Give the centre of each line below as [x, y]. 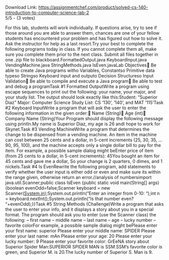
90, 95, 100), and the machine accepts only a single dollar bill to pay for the [83, 145]
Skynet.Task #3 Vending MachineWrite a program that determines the [77, 129]
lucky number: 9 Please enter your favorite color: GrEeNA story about [77, 241]
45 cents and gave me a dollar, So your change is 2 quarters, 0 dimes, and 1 [84, 161]
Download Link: [21, 7]
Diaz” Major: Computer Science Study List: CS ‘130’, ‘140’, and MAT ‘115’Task [84, 102]
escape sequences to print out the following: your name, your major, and [80, 92]
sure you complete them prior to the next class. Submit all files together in [82, 54]
